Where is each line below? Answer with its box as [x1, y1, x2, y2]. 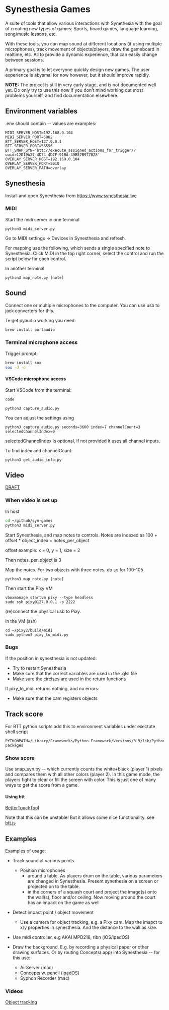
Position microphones [20, 867, 65, 873]
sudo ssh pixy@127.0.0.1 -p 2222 [5, 599, 75, 605]
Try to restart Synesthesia [12, 665, 66, 671]
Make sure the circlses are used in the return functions [12, 676, 126, 682]
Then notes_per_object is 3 [5, 557, 61, 563]
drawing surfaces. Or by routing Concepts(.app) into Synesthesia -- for [12, 949, 160, 955]
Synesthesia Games [5, 4, 91, 15]
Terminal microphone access [5, 339, 78, 346]
